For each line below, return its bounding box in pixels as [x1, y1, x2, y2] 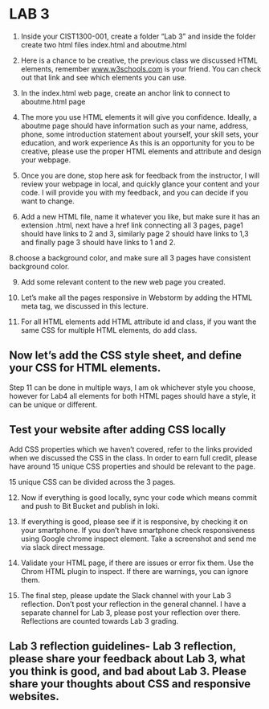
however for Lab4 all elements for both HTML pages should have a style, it [9, 391, 256, 400]
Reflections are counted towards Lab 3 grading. [20, 616, 179, 625]
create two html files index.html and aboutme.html [20, 39, 187, 49]
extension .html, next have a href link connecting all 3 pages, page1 [20, 220, 243, 230]
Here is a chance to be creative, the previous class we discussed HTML [20, 55, 258, 65]
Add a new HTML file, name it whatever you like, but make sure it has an [20, 211, 260, 221]
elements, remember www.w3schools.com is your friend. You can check [20, 64, 262, 73]
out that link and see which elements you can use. [20, 72, 187, 82]
